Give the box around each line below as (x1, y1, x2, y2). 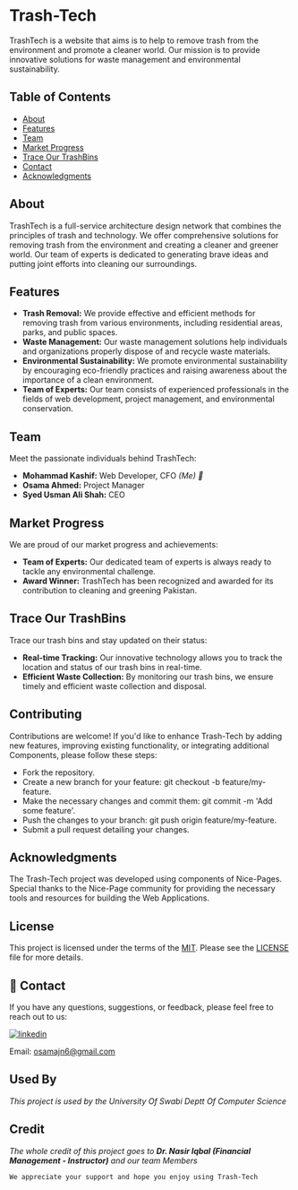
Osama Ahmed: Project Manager (21, 480, 145, 491)
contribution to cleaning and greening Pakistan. (21, 585, 198, 596)
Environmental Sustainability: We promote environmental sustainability (21, 356, 288, 366)
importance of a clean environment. (21, 375, 155, 385)
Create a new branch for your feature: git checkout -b (21, 776, 221, 787)
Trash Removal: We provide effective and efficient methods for (21, 308, 256, 319)
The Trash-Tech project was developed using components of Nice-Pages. (9, 874, 283, 884)
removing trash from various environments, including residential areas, (21, 317, 284, 328)
